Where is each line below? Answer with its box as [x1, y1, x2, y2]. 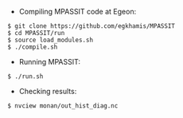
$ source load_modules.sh [7, 36, 93, 44]
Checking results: [18, 87, 77, 96]
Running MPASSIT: [18, 57, 81, 66]
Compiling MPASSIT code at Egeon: [18, 7, 137, 16]
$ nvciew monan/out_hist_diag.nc [7, 102, 119, 110]
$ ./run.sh [7, 73, 44, 81]
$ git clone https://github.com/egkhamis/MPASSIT [7, 22, 176, 30]
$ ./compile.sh [7, 43, 58, 51]
